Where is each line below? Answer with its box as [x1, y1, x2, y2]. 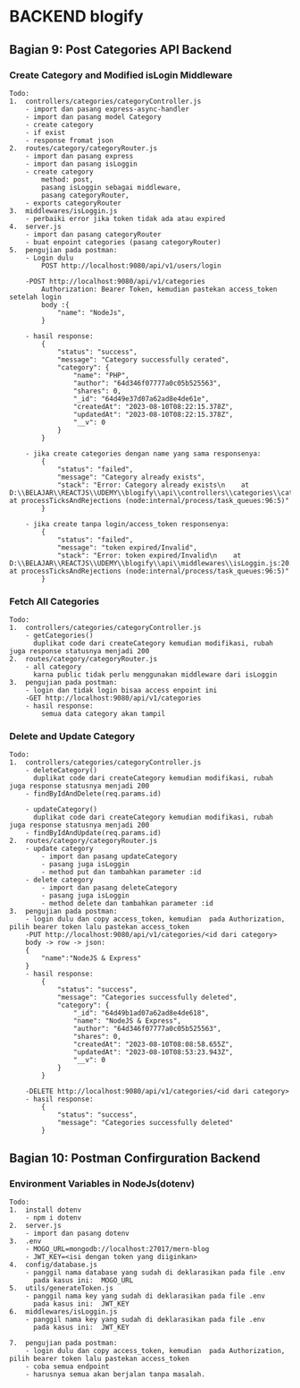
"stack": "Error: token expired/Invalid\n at [56, 550, 242, 560]
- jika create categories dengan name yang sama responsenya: [25, 449, 262, 458]
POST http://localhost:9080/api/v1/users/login [41, 261, 221, 270]
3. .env [9, 1237, 42, 1246]
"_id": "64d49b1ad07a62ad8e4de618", [72, 1009, 210, 1018]
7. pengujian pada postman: [9, 1339, 118, 1348]
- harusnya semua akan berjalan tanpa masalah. [25, 1370, 205, 1379]
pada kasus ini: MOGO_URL [32, 1276, 134, 1285]
